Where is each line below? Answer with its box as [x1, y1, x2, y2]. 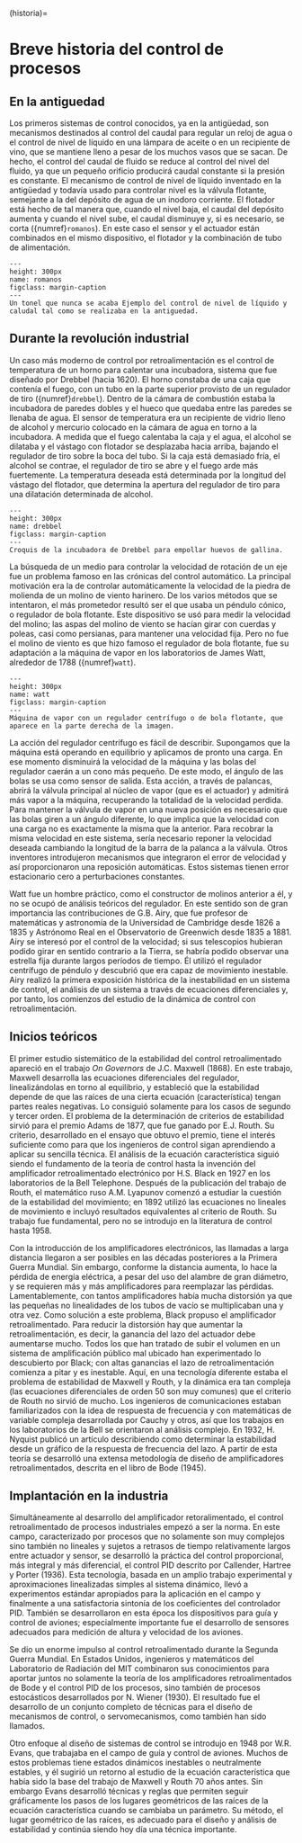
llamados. [9, 1721, 46, 1731]
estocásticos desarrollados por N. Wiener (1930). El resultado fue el [9, 1692, 261, 1703]
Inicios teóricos [9, 1029, 98, 1044]
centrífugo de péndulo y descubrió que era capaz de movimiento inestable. [9, 964, 289, 975]
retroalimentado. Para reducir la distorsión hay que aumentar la [9, 1319, 244, 1329]
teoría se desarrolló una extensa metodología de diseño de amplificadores [9, 1453, 285, 1463]
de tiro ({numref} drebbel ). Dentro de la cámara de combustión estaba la [9, 393, 276, 404]
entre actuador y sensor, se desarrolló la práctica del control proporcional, [9, 1551, 285, 1561]
